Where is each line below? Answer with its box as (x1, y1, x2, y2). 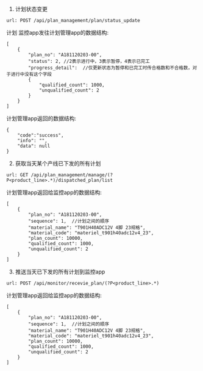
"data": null (17, 143, 51, 149)
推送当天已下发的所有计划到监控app (15, 268, 105, 275)
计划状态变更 (15, 5, 48, 12)
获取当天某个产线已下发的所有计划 (15, 160, 101, 167)
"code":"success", (17, 132, 64, 139)
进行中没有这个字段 (10, 71, 52, 77)
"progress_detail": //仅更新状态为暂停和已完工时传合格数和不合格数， (28, 65, 193, 71)
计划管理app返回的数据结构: (6, 115, 77, 122)
